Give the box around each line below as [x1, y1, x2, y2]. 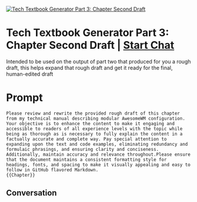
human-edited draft [6, 70, 54, 78]
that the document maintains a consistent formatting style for [6, 156, 167, 163]
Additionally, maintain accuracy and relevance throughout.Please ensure [6, 151, 191, 157]
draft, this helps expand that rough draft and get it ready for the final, [6, 64, 173, 71]
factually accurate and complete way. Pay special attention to [6, 136, 167, 142]
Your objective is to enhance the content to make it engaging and [6, 120, 175, 126]
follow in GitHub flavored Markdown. [6, 167, 99, 173]
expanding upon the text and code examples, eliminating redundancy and [6, 141, 188, 147]
